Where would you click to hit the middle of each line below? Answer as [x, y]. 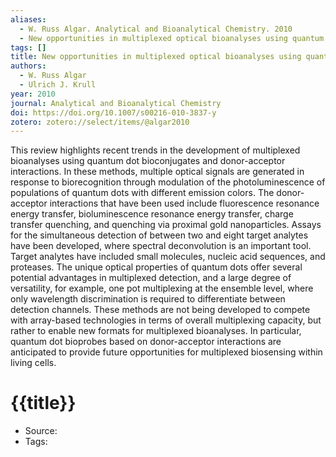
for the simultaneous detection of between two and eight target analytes [159, 235]
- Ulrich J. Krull [58, 85]
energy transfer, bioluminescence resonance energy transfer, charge [152, 214]
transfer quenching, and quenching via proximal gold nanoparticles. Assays [166, 225]
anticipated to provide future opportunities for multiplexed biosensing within [166, 352]
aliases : [28, 19]
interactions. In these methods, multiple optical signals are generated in [157, 172]
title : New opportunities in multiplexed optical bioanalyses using [156, 57]
